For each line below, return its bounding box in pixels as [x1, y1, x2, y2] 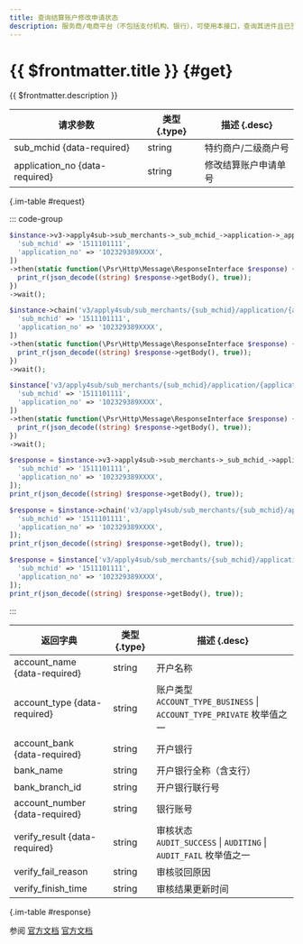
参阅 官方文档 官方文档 [9, 925, 93, 936]
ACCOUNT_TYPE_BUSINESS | [156, 695, 260, 708]
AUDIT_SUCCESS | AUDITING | [156, 836, 268, 848]
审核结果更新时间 [156, 883, 229, 895]
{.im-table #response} [9, 906, 92, 917]
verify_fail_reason [14, 865, 88, 877]
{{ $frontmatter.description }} [9, 90, 119, 101]
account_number [14, 796, 86, 809]
